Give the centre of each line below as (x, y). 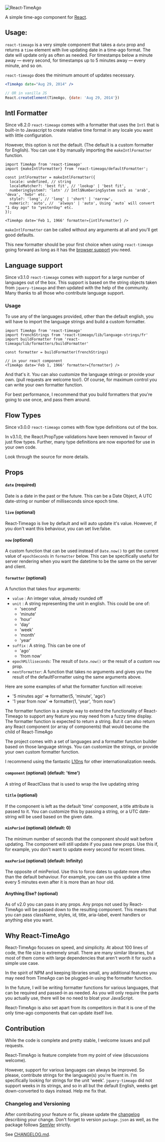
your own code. (21, 447)
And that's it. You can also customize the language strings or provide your (80, 375)
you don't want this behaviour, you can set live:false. (58, 529)
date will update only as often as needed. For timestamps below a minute (79, 55)
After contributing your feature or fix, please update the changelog (72, 1114)
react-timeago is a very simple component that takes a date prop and (75, 44)
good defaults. (20, 235)
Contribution (25, 1028)
